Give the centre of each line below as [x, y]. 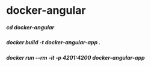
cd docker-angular [30, 27]
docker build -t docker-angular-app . [54, 42]
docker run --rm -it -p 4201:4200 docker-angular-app [76, 57]
